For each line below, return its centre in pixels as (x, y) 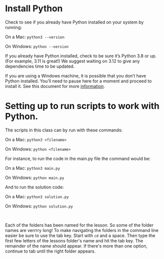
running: (14, 27)
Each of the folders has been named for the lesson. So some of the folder (79, 225)
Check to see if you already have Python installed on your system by (74, 22)
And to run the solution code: (35, 187)
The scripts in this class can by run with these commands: (64, 130)
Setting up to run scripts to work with (82, 106)
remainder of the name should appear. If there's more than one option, (76, 246)
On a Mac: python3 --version (35, 37)
